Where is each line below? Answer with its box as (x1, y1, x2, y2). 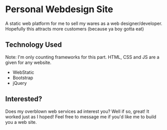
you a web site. (5, 119, 37, 125)
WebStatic (12, 69, 34, 75)
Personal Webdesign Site (5, 4, 113, 15)
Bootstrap (12, 75, 33, 81)
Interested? (5, 95, 43, 104)
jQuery (12, 80, 27, 86)
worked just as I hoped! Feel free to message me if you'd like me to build (5, 113, 157, 120)
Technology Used (5, 41, 62, 49)
